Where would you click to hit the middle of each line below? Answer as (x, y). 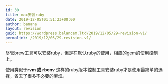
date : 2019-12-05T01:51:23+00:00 (40, 19)
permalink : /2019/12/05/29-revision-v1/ (48, 38)
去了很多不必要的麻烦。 (43, 76)
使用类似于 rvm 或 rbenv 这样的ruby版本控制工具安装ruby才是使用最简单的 (82, 70)
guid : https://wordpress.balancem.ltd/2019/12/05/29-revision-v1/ (76, 33)
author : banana (21, 24)
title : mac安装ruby (25, 15)
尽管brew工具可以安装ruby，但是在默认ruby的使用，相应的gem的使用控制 (82, 53)
